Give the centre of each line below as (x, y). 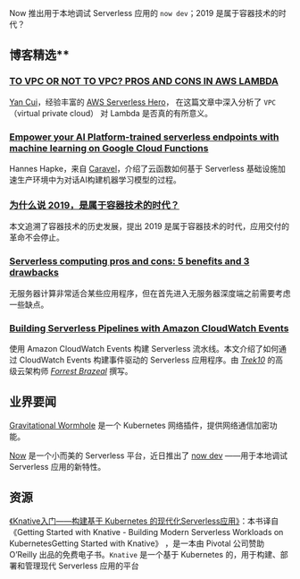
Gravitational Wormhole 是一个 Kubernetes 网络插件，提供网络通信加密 (140, 425)
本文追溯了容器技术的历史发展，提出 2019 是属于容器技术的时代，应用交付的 (150, 226)
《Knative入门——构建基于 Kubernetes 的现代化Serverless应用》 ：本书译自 (144, 521)
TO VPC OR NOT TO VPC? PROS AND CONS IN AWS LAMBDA (144, 81)
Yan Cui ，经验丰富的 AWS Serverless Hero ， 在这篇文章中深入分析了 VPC (143, 102)
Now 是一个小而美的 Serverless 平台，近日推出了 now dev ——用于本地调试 (149, 456)
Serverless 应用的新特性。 (58, 466)
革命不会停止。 (37, 238)
